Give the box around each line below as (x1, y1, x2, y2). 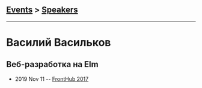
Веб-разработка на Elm (6, 59, 99, 69)
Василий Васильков (6, 36, 111, 49)
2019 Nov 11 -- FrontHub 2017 (14, 75, 89, 83)
